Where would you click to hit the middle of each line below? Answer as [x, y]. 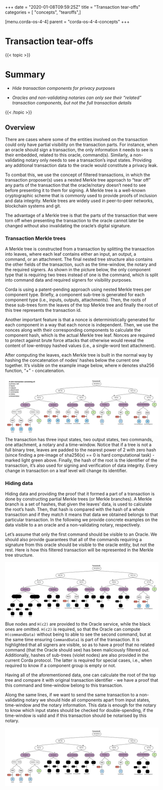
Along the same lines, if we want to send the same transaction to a [72, 695]
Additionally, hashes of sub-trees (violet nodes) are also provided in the [77, 655]
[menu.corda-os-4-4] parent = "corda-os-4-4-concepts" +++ [67, 22]
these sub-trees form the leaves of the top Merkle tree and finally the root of [81, 305]
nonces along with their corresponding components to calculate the [73, 330]
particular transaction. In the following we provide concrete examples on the [81, 520]
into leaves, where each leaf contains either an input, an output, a [71, 254]
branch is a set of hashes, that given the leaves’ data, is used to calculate [79, 504]
